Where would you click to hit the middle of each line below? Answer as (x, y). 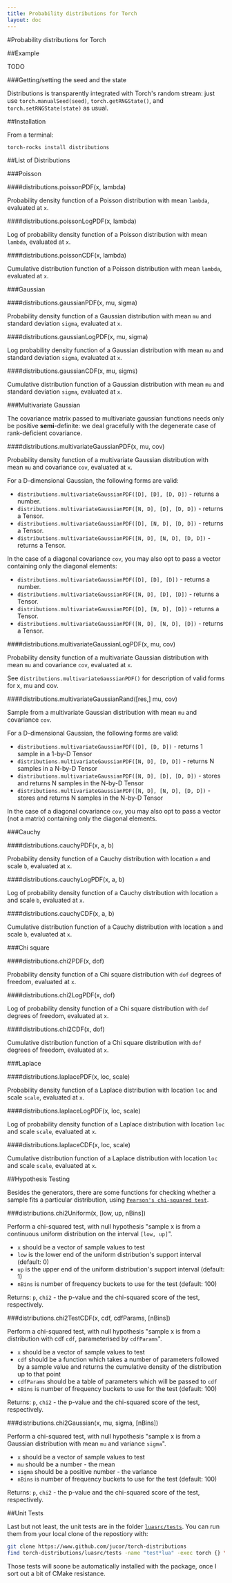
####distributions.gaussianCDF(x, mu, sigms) (72, 371)
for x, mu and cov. (33, 686)
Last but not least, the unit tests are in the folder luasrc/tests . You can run (113, 1526)
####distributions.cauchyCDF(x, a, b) (61, 914)
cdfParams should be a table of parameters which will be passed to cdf (117, 1381)
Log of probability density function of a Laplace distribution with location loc (116, 1124)
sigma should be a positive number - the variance (87, 1472)
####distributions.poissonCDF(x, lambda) (67, 256)
